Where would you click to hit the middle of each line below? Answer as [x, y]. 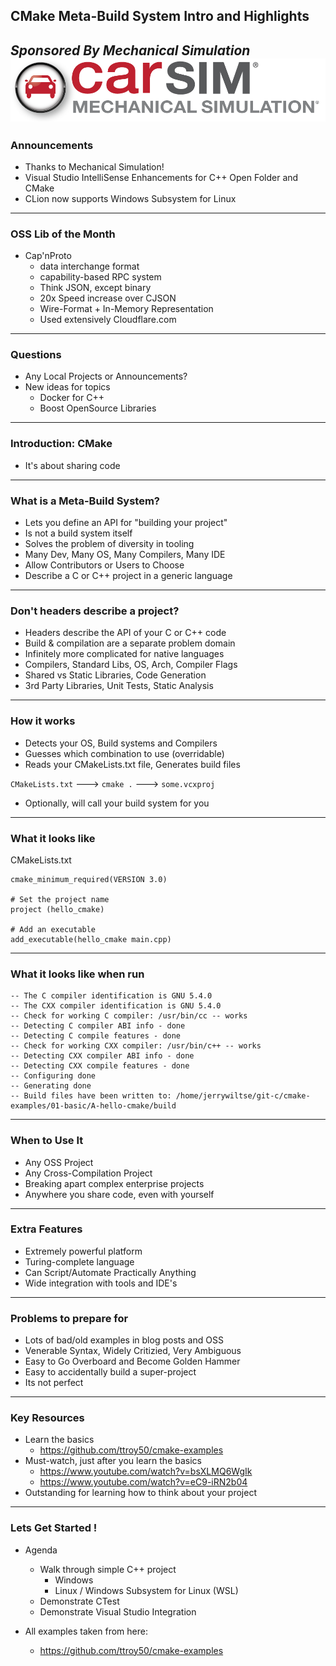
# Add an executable [53, 929]
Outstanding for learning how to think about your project [140, 1493]
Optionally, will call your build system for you [117, 803]
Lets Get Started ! [54, 1528]
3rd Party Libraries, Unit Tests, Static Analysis [119, 686]
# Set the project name [60, 899]
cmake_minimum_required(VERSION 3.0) [89, 879]
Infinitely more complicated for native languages [124, 654]
